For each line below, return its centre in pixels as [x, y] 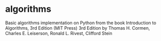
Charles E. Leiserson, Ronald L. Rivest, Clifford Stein [59, 33]
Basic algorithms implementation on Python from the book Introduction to [81, 23]
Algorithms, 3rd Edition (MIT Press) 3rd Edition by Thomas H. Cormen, [77, 28]
